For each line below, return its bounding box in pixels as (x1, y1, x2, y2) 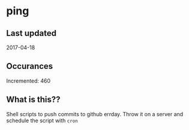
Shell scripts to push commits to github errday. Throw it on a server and (6, 110, 184, 117)
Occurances (6, 61, 53, 71)
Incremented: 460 (6, 77, 51, 84)
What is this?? (6, 95, 61, 105)
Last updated (6, 28, 57, 38)
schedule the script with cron (6, 117, 78, 124)
